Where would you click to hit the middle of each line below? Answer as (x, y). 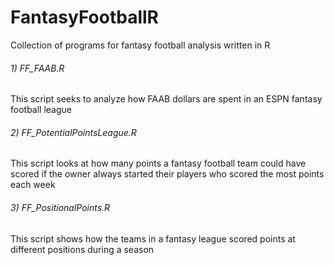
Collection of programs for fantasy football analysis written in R (140, 45)
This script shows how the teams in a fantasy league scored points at (153, 238)
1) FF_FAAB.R (37, 68)
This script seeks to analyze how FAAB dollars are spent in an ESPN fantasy (166, 99)
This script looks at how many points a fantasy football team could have (158, 163)
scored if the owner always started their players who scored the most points (167, 174)
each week (33, 185)
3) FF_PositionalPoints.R (60, 207)
